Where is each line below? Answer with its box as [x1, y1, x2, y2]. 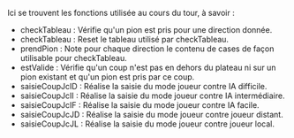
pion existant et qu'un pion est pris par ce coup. [19, 72, 195, 82]
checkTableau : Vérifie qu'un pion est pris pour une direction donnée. [19, 25, 273, 34]
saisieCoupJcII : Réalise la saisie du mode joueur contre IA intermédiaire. [19, 90, 285, 101]
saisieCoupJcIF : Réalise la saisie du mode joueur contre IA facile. [19, 100, 260, 110]
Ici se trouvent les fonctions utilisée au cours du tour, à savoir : [7, 8, 235, 18]
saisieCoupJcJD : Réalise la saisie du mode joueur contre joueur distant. [19, 110, 283, 119]
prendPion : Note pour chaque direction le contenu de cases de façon [19, 43, 275, 54]
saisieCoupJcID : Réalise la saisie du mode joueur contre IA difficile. [19, 81, 268, 91]
